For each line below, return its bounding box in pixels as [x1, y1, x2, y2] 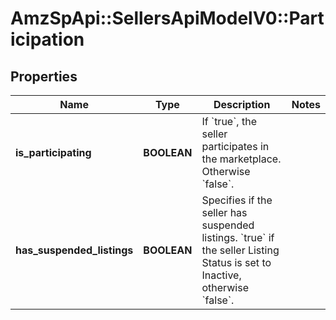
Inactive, [201, 268, 242, 282]
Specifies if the [201, 193, 273, 207]
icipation [10, 28, 85, 51]
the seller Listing [201, 243, 280, 257]
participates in [201, 140, 270, 153]
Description [213, 98, 271, 111]
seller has [201, 206, 248, 219]
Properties [10, 68, 78, 85]
